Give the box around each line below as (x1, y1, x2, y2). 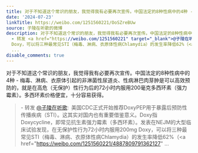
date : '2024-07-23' (6, 14, 54, 20)
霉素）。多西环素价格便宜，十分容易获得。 (6, 91, 107, 98)
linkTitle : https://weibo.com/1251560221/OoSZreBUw (6, 19, 136, 25)
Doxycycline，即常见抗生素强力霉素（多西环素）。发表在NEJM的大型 (20, 118, 187, 125)
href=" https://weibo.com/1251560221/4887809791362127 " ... (20, 139, 169, 147)
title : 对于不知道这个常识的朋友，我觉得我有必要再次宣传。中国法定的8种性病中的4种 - (6, 8, 193, 15)
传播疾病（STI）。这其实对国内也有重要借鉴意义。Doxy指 (20, 111, 158, 118)
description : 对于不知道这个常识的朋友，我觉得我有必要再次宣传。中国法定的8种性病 (6, 31, 188, 36)
